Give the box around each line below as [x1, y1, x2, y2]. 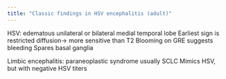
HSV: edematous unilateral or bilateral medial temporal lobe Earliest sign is [7, 29, 220, 37]
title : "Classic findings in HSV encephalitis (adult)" [7, 10, 172, 17]
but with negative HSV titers [7, 64, 87, 72]
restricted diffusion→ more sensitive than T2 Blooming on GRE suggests [7, 36, 214, 45]
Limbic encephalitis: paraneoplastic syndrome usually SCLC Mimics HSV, [7, 56, 216, 65]
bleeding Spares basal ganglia [7, 43, 94, 52]
